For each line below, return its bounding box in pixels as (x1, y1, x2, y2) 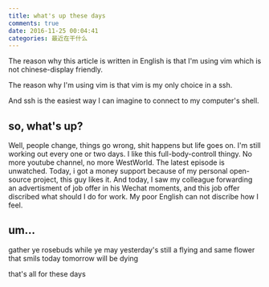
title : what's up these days (8, 11, 106, 20)
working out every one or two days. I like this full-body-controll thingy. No (8, 150, 253, 159)
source (8, 174, 32, 185)
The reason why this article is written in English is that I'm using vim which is (8, 56, 262, 66)
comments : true (8, 19, 59, 27)
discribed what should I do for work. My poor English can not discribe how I (8, 192, 259, 202)
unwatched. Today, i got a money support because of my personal (8, 166, 228, 176)
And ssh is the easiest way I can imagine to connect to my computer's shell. (8, 96, 259, 105)
